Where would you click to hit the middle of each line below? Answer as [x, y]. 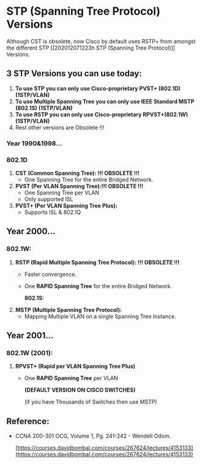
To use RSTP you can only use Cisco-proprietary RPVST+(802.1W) [102, 114]
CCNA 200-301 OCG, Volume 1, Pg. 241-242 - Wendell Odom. [93, 436]
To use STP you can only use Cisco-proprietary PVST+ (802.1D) [98, 88]
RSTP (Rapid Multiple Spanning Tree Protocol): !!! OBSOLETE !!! [97, 262]
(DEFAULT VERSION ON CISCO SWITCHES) [80, 390]
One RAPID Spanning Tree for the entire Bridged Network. [98, 286]
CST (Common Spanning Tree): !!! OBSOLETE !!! [77, 173]
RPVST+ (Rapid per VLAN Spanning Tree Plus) [75, 367]
